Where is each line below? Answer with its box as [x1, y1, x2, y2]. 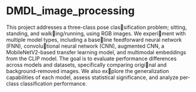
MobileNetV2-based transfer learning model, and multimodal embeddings [6, 48, 187, 55]
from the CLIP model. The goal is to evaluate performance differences [6, 55, 177, 62]
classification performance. [20, 80, 87, 87]
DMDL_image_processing [6, 4, 135, 18]
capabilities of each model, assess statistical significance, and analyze [6, 74, 179, 81]
